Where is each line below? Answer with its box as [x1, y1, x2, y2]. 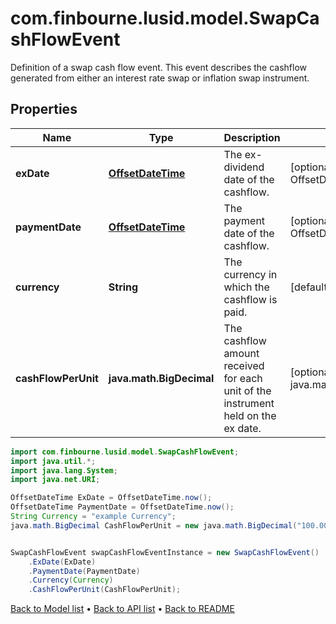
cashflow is [223, 292, 278, 306]
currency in [223, 267, 278, 281]
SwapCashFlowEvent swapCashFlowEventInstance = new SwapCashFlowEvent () [10, 547, 320, 557]
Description [223, 130, 281, 144]
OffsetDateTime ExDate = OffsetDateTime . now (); [10, 493, 213, 503]
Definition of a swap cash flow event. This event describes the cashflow [10, 61, 308, 73]
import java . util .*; [10, 456, 97, 466]
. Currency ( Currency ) [28, 575, 114, 586]
